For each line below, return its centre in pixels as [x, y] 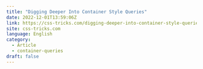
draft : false [23, 56]
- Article [24, 46]
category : [19, 40]
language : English [29, 34]
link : [13, 23]
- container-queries [37, 51]
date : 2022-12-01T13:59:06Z [42, 17]
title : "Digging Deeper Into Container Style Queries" [77, 12]
